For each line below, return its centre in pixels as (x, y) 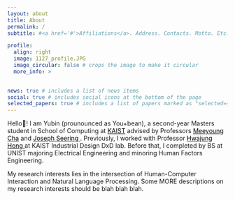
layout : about (28, 14)
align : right (33, 52)
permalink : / (26, 26)
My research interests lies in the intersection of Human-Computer (102, 174)
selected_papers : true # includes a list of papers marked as (100, 104)
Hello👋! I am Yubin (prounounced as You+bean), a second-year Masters (111, 123)
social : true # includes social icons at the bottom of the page (104, 97)
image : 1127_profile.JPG (50, 59)
